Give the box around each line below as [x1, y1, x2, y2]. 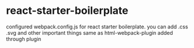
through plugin [6, 35, 41, 42]
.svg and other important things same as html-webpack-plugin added [6, 29, 174, 36]
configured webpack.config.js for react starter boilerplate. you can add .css [6, 23, 188, 30]
